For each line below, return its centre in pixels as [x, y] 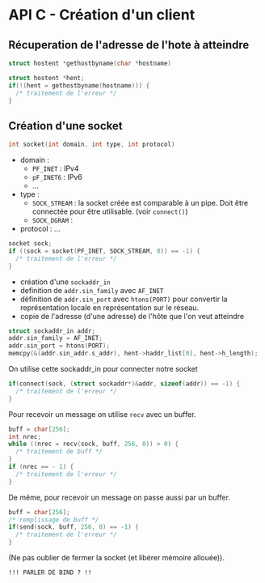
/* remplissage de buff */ [54, 520]
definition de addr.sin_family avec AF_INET [92, 290]
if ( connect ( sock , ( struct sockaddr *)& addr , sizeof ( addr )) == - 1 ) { [124, 384]
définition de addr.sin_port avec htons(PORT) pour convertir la [124, 299]
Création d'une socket [65, 126]
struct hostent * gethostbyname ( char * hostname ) [90, 63]
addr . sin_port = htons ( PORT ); [59, 346]
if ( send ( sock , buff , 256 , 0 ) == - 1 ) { [74, 527]
